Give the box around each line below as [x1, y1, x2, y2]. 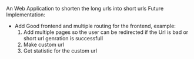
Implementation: [6, 11, 46, 18]
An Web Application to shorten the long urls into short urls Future [6, 5, 164, 12]
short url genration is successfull [23, 35, 103, 41]
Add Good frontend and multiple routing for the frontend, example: [14, 23, 176, 29]
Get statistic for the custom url [23, 47, 98, 54]
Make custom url [23, 41, 65, 48]
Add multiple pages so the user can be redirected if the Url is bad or [23, 29, 189, 36]
